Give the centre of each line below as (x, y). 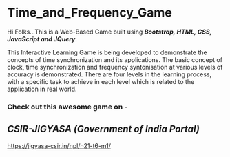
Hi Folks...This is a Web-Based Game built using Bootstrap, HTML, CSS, (109, 32)
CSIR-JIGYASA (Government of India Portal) (103, 129)
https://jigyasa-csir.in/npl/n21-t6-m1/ (59, 145)
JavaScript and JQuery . (42, 39)
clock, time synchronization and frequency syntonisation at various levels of (115, 67)
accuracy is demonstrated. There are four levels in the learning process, (109, 74)
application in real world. (42, 89)
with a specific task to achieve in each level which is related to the (101, 81)
